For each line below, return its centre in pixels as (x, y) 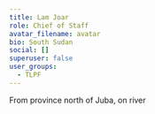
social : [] (29, 50)
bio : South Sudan (41, 42)
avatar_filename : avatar (55, 34)
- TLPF (29, 75)
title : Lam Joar (39, 17)
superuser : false (41, 58)
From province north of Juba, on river (77, 100)
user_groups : (33, 67)
